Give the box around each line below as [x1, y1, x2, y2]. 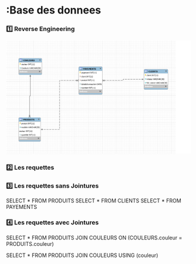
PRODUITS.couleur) [6, 240, 54, 247]
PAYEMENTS [6, 204, 38, 211]
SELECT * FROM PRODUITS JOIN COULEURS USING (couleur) [6, 252, 158, 259]
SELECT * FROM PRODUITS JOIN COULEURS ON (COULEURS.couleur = [6, 234, 183, 241]
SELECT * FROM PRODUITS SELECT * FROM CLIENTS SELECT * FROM [6, 197, 182, 204]
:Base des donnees [6, 4, 102, 17]
